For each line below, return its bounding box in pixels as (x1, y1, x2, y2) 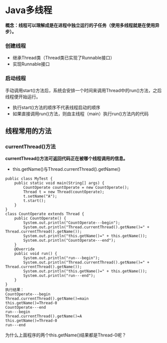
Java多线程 (5, 5, 52, 16)
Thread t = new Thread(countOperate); (23, 189, 105, 194)
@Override (14, 247, 35, 252)
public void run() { (14, 251, 57, 256)
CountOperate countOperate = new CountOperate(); (23, 185, 129, 190)
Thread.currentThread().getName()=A (5, 314, 82, 319)
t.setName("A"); (23, 194, 57, 199)
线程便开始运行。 (5, 94, 41, 100)
